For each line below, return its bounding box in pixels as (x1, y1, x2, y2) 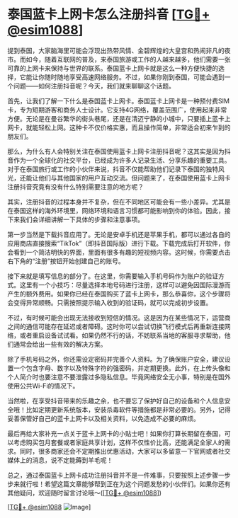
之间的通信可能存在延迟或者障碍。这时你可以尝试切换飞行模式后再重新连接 (7, 322, 225, 330)
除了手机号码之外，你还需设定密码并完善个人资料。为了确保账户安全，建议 (7, 355, 225, 363)
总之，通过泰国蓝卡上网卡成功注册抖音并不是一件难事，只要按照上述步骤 (7, 471, 218, 479)
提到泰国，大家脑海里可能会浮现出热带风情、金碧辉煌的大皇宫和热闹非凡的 (7, 46, 225, 54)
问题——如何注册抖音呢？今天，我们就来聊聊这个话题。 (13, 81, 175, 90)
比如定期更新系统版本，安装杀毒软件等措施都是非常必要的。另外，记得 (25, 405, 231, 414)
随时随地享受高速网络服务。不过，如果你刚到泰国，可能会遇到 (44, 72, 225, 81)
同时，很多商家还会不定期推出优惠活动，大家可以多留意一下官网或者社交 (19, 447, 231, 455)
